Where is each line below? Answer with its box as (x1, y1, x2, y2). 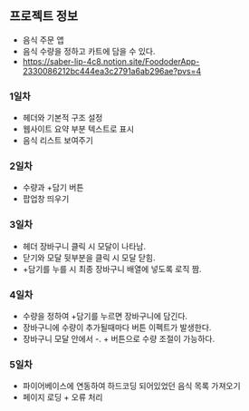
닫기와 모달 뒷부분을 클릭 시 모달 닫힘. (22, 252, 156, 263)
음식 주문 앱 (22, 34, 65, 45)
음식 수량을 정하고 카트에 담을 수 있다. (22, 45, 156, 56)
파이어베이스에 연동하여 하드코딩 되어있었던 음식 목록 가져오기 (22, 380, 242, 392)
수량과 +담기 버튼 (22, 182, 84, 193)
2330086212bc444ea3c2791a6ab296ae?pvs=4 (22, 65, 202, 76)
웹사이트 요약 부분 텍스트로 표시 (22, 123, 134, 134)
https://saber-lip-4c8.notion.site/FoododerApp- (22, 55, 200, 66)
